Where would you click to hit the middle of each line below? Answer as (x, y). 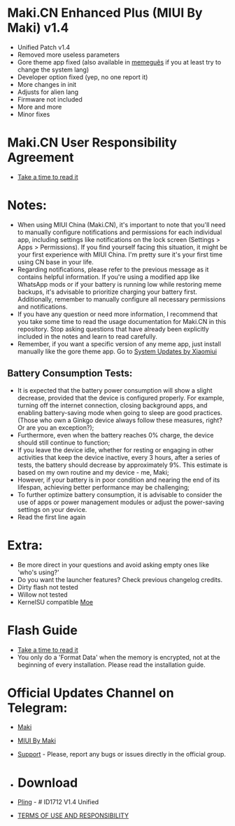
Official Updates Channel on (91, 693)
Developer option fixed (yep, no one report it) (83, 77)
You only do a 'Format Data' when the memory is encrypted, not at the (119, 657)
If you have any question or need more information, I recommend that (117, 314)
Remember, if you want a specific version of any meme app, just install (119, 344)
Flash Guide (43, 630)
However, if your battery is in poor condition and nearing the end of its (119, 480)
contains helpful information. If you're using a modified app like (108, 277)
